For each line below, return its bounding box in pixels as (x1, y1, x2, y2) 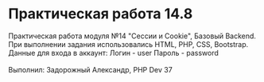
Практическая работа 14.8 (8, 5, 193, 23)
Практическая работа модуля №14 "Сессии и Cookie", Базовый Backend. (8, 31, 257, 41)
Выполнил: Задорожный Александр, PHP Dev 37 (8, 64, 173, 74)
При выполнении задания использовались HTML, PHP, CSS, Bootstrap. (8, 39, 249, 49)
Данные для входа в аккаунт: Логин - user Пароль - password (8, 48, 219, 57)
